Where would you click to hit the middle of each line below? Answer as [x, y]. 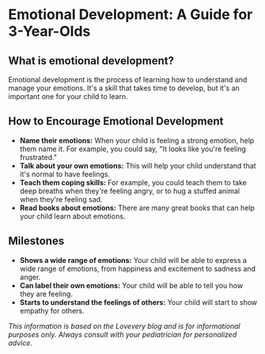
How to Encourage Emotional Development [116, 122]
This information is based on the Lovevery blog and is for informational [124, 325]
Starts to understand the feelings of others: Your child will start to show [138, 302]
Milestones [36, 241]
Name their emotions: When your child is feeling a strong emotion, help [137, 140]
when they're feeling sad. [61, 199]
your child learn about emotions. [72, 216]
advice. [21, 343]
